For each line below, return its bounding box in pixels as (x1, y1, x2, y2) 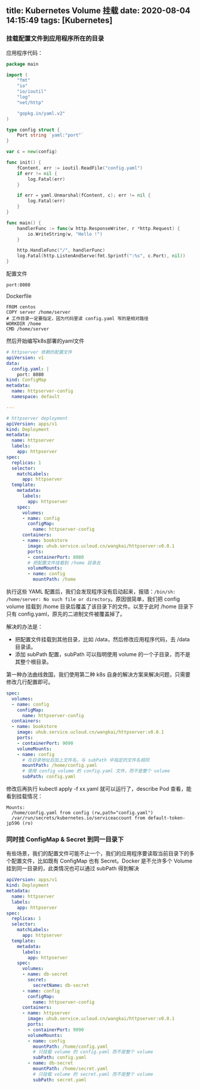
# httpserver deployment (6, 415, 68, 421)
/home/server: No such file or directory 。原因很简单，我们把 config (6, 595, 180, 602)
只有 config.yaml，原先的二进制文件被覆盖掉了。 (6, 610, 126, 617)
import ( (6, 72, 28, 78)
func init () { (6, 160, 42, 166)
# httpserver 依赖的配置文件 (6, 349, 73, 356)
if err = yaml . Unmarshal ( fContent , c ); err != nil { (17, 192, 151, 198)
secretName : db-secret (32, 982, 90, 988)
